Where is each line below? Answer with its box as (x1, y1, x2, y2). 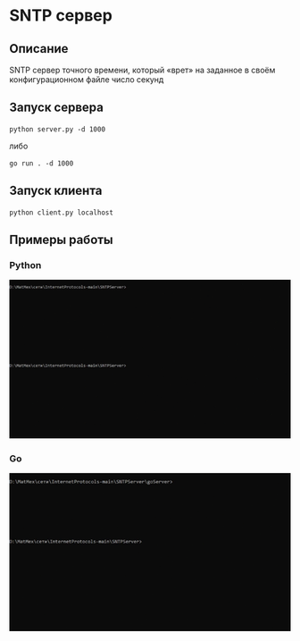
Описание (9, 41, 69, 56)
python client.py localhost (9, 207, 114, 217)
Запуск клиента (9, 183, 103, 198)
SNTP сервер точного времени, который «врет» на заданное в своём (9, 64, 276, 75)
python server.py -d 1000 (9, 124, 105, 134)
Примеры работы (9, 232, 113, 248)
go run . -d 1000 (9, 158, 74, 168)
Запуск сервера (9, 100, 104, 115)
